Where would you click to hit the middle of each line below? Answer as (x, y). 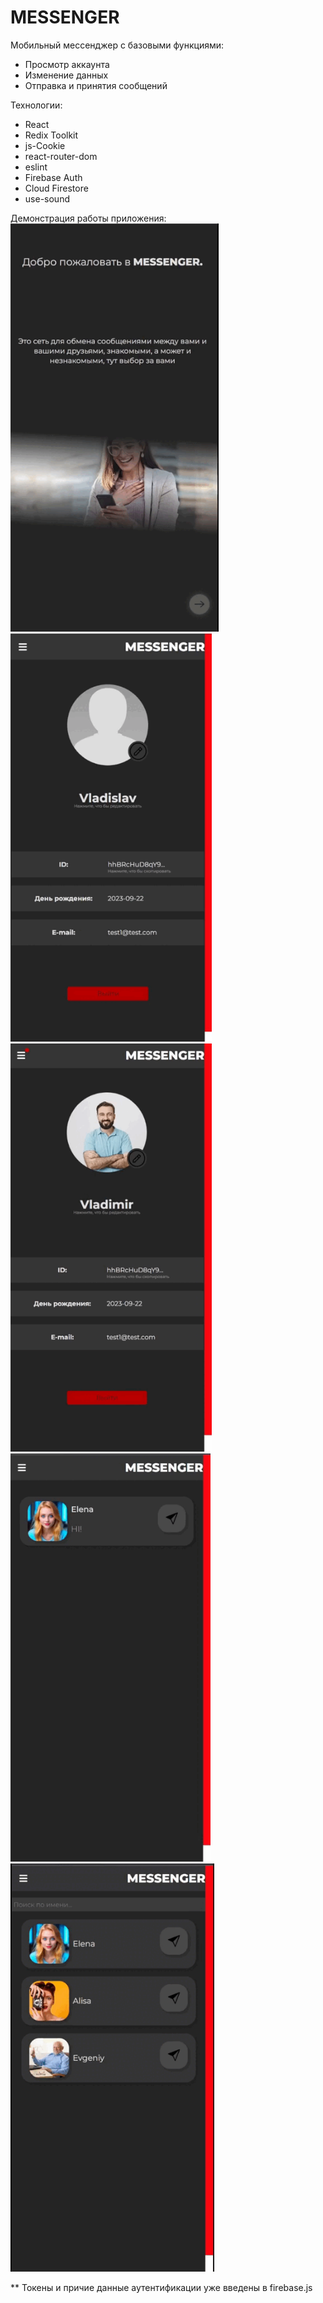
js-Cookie (45, 145)
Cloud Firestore (56, 188)
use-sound (47, 198)
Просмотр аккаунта (67, 64)
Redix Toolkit (51, 135)
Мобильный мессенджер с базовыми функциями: (117, 45)
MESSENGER (65, 17)
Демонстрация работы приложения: (88, 218)
